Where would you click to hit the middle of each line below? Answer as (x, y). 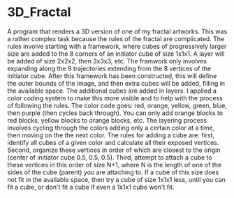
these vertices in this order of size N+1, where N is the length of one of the (115, 165)
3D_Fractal (39, 12)
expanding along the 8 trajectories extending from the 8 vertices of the (109, 68)
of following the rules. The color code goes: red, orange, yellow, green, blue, (117, 105)
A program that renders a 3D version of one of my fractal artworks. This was (117, 31)
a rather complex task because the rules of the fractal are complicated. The (116, 38)
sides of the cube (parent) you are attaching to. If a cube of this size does (113, 172)
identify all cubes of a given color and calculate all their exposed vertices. (113, 142)
